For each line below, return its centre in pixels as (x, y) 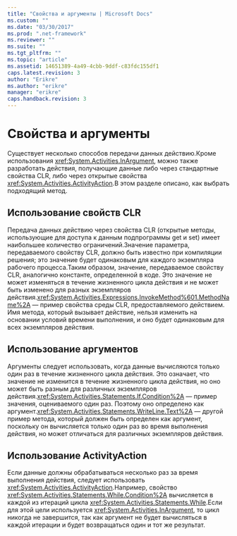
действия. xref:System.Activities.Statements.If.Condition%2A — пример (112, 396)
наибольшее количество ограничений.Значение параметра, (99, 244)
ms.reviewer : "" (31, 40)
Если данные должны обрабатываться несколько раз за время (103, 473)
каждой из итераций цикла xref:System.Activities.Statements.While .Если (115, 503)
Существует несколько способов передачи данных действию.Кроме (112, 153)
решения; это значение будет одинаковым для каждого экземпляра (110, 260)
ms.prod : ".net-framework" (47, 33)
